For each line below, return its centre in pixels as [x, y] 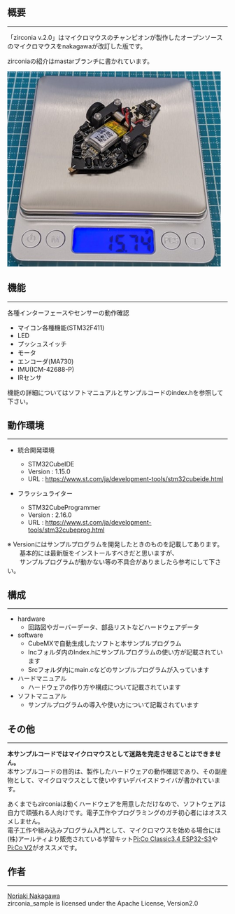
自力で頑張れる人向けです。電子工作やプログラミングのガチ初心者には [108, 813]
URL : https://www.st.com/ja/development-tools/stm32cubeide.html [126, 479]
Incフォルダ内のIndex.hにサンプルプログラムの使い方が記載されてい [125, 652]
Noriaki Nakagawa [34, 896]
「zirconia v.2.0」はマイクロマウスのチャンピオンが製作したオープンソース [115, 37]
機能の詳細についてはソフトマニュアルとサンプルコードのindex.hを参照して [115, 392]
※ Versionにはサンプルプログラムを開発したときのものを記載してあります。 [115, 544]
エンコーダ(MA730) [45, 361]
